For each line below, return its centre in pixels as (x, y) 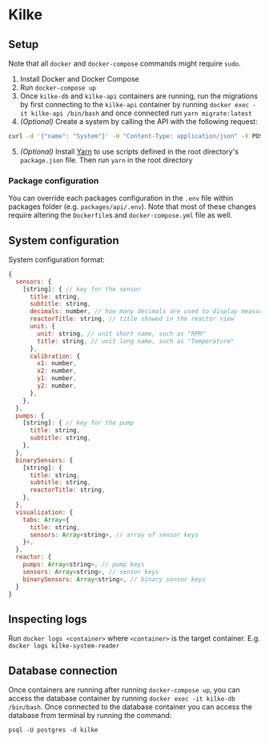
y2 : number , (57, 386)
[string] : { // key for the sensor (82, 289)
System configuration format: (57, 259)
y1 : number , (57, 379)
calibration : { (55, 356)
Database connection (63, 670)
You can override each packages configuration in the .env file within (121, 199)
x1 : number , (57, 363)
